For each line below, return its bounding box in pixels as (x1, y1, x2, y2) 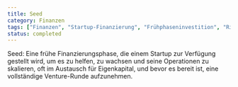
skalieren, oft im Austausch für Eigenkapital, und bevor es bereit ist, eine (7, 64, 219, 73)
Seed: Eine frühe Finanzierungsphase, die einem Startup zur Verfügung (7, 50, 216, 58)
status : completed (7, 30, 62, 37)
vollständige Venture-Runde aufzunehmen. (7, 72, 133, 81)
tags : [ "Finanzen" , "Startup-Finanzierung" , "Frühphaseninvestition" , (7, 23, 220, 30)
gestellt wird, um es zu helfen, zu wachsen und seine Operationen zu (7, 57, 209, 66)
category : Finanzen (7, 17, 65, 24)
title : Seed (7, 10, 42, 18)
